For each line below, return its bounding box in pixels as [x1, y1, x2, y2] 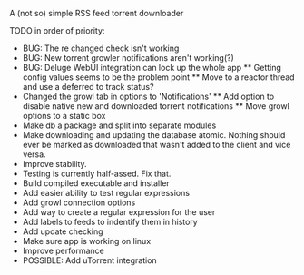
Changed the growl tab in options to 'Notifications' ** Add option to [22, 91, 275, 102]
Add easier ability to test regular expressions [22, 188, 191, 198]
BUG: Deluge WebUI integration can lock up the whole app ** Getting [22, 63, 281, 73]
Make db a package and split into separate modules [22, 120, 217, 131]
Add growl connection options [22, 197, 136, 208]
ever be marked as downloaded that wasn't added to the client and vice [22, 140, 291, 150]
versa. [22, 149, 47, 160]
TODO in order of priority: [9, 25, 105, 35]
